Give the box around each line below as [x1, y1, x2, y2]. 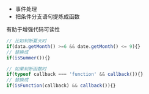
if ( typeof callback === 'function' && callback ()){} [6, 72, 144, 78]
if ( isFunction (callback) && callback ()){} [6, 82, 116, 89]
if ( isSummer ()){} [6, 55, 51, 61]
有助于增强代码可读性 [6, 26, 60, 33]
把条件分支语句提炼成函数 [15, 13, 80, 20]
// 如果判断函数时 [6, 65, 47, 72]
